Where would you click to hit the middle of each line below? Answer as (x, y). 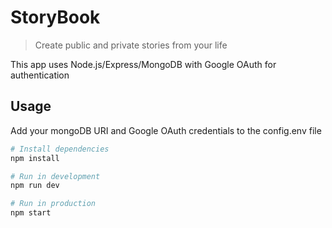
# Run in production (53, 204)
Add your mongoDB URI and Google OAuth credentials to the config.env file (166, 130)
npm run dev (35, 186)
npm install (35, 158)
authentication (40, 75)
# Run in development (55, 176)
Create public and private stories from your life (131, 45)
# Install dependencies (60, 149)
